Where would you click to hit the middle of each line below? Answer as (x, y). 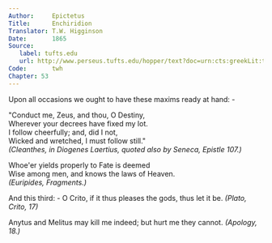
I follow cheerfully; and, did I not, (63, 132)
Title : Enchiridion (50, 23)
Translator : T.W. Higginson (56, 31)
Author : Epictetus (47, 16)
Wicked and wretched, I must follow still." (77, 141)
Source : (21, 46)
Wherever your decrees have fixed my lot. (78, 123)
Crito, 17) (23, 207)
